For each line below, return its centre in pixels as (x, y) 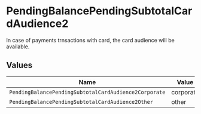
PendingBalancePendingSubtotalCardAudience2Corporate (87, 92)
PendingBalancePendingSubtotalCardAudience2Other (81, 102)
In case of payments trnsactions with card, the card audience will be (90, 40)
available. (18, 47)
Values (19, 65)
